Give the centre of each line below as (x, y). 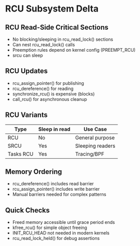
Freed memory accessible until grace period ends (63, 222)
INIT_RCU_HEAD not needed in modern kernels (61, 233)
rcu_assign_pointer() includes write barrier (56, 189)
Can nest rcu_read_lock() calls (43, 45)
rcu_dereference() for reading (43, 88)
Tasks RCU (20, 154)
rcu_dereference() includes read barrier (53, 184)
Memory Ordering (34, 172)
